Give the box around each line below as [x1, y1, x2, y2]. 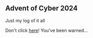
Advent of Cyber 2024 [5, 4, 78, 13]
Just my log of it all [5, 17, 45, 23]
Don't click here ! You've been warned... [5, 27, 88, 33]
